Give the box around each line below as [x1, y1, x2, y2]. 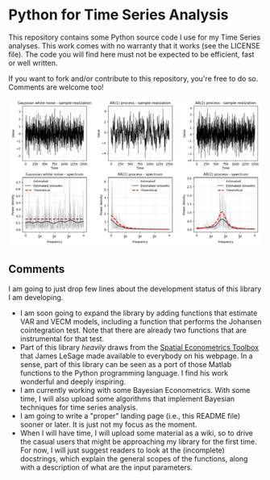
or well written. [8, 58, 58, 68]
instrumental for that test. [19, 333, 105, 344]
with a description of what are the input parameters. [19, 462, 193, 472]
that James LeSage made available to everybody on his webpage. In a [19, 351, 253, 361]
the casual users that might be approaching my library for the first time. [19, 436, 258, 446]
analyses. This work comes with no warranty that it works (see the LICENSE [8, 40, 260, 50]
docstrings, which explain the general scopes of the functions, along [19, 453, 248, 463]
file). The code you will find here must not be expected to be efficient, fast [8, 49, 255, 59]
